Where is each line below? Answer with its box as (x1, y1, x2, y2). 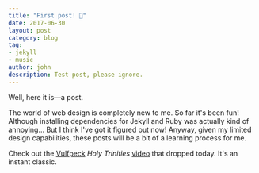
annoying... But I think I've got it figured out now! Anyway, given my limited (8, 125, 252, 134)
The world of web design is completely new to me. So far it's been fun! (8, 108, 239, 117)
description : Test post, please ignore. (8, 71, 144, 79)
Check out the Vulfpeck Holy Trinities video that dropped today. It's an (8, 148, 238, 158)
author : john (8, 63, 51, 71)
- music (8, 56, 34, 64)
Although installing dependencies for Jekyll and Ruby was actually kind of (8, 116, 249, 125)
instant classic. (8, 156, 57, 167)
